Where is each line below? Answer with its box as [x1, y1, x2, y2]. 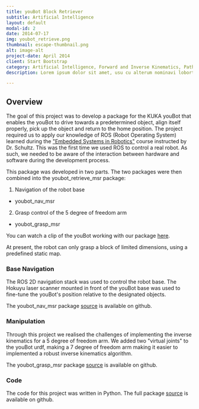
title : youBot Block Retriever [6, 8, 84, 15]
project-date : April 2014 [6, 53, 70, 59]
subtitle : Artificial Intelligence [6, 14, 94, 20]
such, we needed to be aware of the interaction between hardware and [6, 150, 179, 158]
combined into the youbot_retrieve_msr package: [6, 175, 126, 182]
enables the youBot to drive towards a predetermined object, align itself [6, 119, 181, 126]
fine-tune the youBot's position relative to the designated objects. [6, 291, 166, 298]
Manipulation [6, 317, 46, 326]
